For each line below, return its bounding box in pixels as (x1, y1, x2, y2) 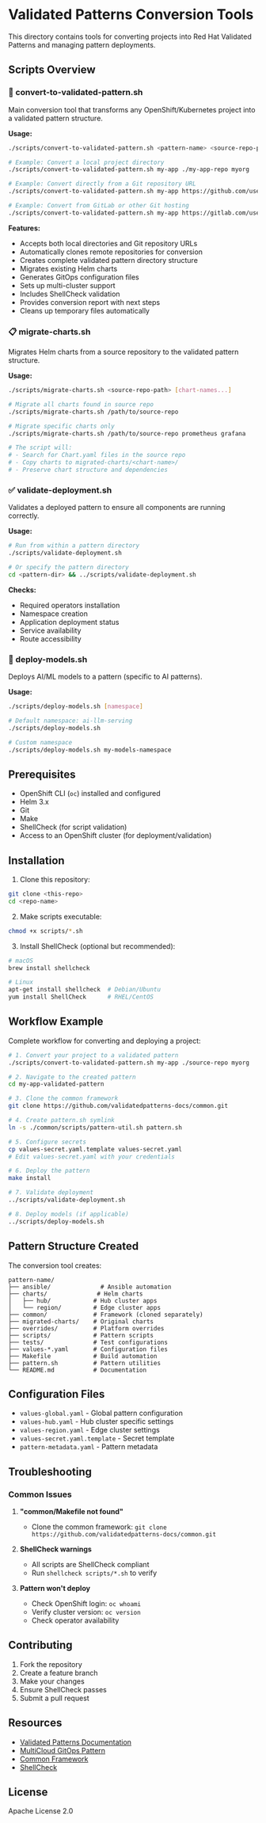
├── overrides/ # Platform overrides (8, 1324, 165, 1332)
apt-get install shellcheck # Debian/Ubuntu (8, 986, 161, 994)
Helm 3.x (19, 797, 49, 807)
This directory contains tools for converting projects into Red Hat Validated (8, 32, 252, 41)
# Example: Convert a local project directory (8, 158, 165, 166)
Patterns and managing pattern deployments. (8, 40, 156, 49)
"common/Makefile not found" (19, 1507, 124, 1517)
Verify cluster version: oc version (31, 1608, 141, 1617)
